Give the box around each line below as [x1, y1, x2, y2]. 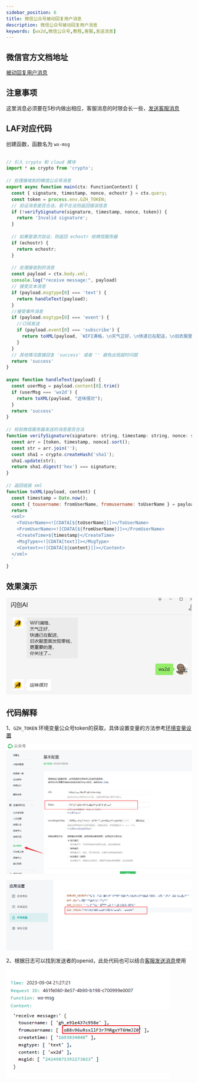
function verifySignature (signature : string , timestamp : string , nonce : [6, 433, 189, 439]
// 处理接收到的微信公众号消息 [6, 178, 72, 184]
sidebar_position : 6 [6, 9, 57, 15]
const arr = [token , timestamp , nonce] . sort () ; [11, 439, 131, 445]
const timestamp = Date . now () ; [11, 495, 88, 501]
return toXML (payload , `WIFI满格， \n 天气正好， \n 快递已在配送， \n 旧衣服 [21, 333, 189, 339]
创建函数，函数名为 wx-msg [6, 140, 70, 147]
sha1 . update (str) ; [11, 458, 57, 464]
